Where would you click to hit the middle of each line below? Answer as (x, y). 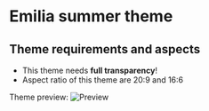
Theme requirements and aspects (105, 49)
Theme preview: (39, 97)
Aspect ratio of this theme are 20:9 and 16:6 (103, 80)
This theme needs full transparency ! (90, 70)
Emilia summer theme (91, 16)
